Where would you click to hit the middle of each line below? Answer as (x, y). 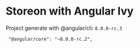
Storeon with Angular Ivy (70, 11)
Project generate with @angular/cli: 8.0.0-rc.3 (64, 28)
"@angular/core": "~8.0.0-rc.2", (51, 39)
